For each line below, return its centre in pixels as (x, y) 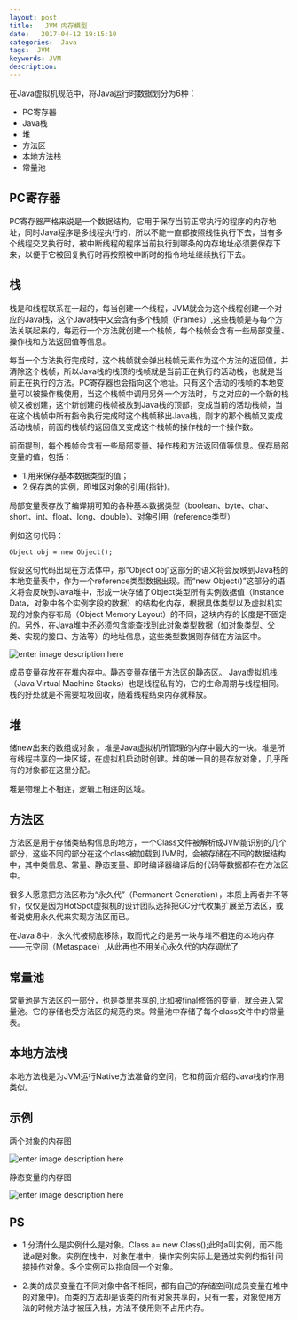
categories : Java (43, 42)
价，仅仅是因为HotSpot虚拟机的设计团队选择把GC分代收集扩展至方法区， (143, 906)
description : (33, 67)
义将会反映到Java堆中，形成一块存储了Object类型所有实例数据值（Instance (147, 591)
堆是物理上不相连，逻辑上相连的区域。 (79, 789)
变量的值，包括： (40, 457)
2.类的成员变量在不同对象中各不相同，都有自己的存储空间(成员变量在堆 (151, 1286)
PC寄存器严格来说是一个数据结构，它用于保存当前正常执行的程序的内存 (139, 221)
